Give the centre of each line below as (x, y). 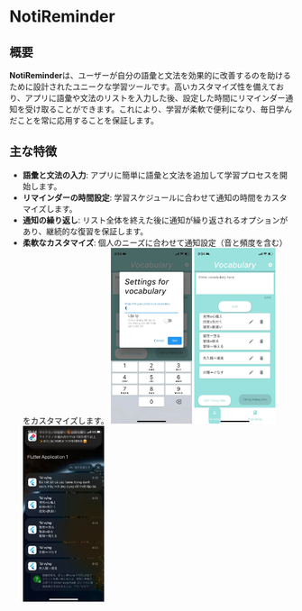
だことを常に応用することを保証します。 (84, 120)
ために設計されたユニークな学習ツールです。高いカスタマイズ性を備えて (143, 87)
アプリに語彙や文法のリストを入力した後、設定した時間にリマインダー (155, 98)
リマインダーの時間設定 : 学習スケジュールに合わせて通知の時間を (143, 197)
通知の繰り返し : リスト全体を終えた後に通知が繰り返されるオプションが (155, 220)
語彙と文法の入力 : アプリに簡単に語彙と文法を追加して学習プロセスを (151, 175)
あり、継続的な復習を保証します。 (85, 231)
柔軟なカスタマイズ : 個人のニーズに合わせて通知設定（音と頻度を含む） (155, 242)
